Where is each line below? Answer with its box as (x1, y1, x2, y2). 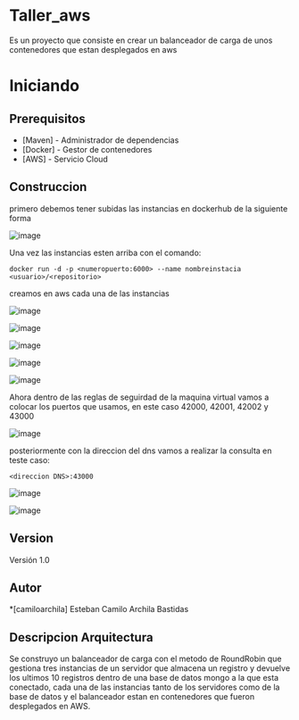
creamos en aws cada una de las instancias (9, 287, 170, 299)
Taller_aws (9, 5, 91, 26)
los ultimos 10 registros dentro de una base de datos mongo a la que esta (9, 673, 279, 683)
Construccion (9, 179, 87, 194)
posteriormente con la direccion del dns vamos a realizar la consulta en (9, 445, 272, 456)
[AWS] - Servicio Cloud (21, 153, 109, 164)
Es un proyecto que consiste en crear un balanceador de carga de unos (9, 35, 273, 46)
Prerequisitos (9, 111, 87, 126)
